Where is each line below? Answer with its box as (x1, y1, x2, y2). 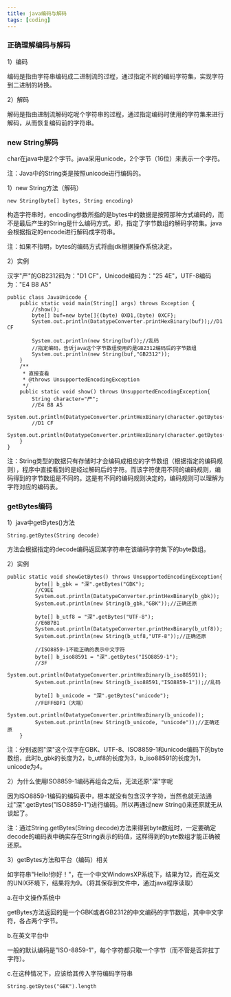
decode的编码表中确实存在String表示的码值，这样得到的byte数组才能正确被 (7, 832, 221, 841)
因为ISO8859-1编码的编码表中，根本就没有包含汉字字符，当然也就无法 (7, 792, 206, 800)
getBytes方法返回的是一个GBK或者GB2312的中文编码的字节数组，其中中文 (7, 908, 218, 916)
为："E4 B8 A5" (7, 280, 52, 289)
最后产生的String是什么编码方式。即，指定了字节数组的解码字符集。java (19, 219, 222, 227)
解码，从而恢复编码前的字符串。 (7, 119, 98, 127)
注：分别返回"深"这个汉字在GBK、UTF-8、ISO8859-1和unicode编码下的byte (7, 746, 223, 754)
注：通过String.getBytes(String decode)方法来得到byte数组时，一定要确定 (7, 824, 217, 832)
